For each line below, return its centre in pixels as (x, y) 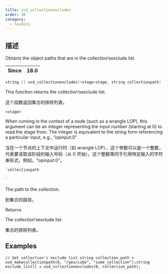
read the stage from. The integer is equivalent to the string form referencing (84, 132)
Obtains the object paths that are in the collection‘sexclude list (70, 58)
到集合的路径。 (21, 199)
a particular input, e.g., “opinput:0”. (42, 137)
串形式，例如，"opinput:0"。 (35, 160)
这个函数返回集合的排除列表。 (36, 102)
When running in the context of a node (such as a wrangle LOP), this (76, 121)
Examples (21, 246)
